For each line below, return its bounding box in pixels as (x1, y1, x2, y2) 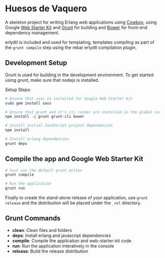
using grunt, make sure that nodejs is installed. (5, 77, 100, 83)
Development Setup (5, 59, 67, 67)
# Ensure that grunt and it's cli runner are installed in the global (5, 109, 153, 115)
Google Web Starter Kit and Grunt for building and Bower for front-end (5, 24, 148, 30)
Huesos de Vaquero (5, 3, 87, 14)
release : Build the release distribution (12, 248, 88, 254)
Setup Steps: (5, 87, 31, 93)
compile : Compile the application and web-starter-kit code (12, 237, 132, 244)
